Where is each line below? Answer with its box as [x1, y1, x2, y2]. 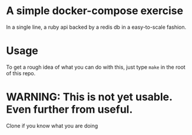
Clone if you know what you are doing [6, 122, 98, 129]
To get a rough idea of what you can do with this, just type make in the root [6, 63, 186, 70]
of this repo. [6, 69, 36, 77]
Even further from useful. [6, 103, 133, 116]
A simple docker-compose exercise [6, 4, 184, 18]
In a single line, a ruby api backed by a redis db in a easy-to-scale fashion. [6, 23, 187, 31]
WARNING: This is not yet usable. [6, 90, 173, 104]
